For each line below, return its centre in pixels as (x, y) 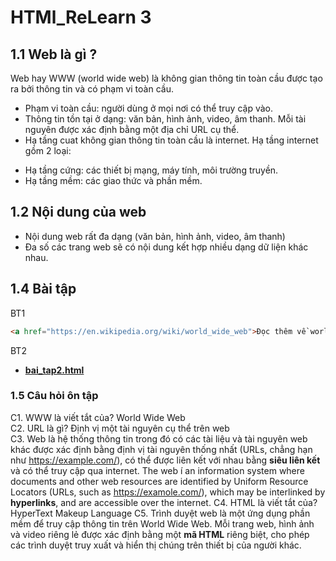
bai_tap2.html (54, 370)
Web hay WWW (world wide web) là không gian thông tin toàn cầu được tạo (166, 78)
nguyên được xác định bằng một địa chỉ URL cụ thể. (132, 129)
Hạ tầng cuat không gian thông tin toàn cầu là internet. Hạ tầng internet (171, 140)
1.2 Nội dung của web (78, 212)
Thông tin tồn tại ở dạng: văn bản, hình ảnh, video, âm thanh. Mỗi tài (165, 119)
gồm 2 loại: (48, 150)
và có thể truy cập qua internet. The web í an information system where (157, 470)
